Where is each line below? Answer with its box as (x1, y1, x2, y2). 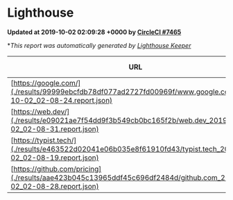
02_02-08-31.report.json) (10, 124, 99, 133)
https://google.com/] (13, 78, 81, 87)
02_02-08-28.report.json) (10, 181, 99, 191)
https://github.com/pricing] (13, 164, 102, 174)
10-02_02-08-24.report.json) (10, 95, 113, 105)
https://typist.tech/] (13, 135, 77, 145)
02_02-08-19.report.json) (10, 153, 99, 162)
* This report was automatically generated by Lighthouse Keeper (7, 41, 191, 49)
